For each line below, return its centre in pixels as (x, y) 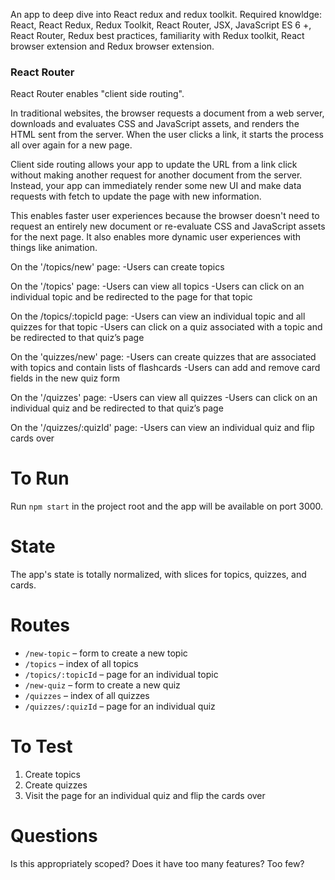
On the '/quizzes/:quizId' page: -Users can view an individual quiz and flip (162, 428)
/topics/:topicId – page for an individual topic (121, 675)
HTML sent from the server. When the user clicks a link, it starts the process (167, 135)
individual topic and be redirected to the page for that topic (131, 297)
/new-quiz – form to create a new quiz (102, 685)
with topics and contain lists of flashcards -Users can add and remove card (165, 368)
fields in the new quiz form (65, 378)
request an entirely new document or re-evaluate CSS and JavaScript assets (168, 226)
